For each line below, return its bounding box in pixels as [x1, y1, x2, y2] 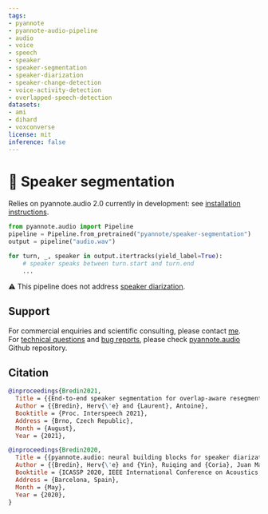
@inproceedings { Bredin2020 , [8, 446, 102, 454]
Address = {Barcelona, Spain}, [15, 476, 120, 484]
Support [8, 305, 50, 318]
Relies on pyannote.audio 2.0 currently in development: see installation [8, 199, 241, 209]
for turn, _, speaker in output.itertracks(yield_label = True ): [8, 253, 223, 261]
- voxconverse [8, 123, 56, 131]
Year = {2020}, [15, 491, 66, 499]
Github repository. [8, 343, 68, 353]
